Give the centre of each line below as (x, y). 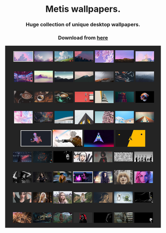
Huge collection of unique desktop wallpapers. (83, 25)
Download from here (83, 38)
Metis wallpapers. (83, 9)
